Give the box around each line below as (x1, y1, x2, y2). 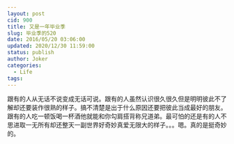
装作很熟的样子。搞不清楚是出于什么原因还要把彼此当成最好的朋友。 (31, 104, 227, 112)
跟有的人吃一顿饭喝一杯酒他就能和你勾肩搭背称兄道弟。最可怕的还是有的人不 (7, 112, 227, 120)
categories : (7, 62, 42, 69)
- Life (13, 68, 33, 75)
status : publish (7, 49, 54, 56)
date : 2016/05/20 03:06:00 (7, 36, 86, 43)
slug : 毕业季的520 (7, 29, 57, 37)
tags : (7, 74, 23, 82)
